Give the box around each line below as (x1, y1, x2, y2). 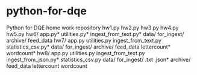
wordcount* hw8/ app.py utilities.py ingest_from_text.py (6, 49, 145, 56)
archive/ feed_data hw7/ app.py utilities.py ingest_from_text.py (6, 37, 161, 44)
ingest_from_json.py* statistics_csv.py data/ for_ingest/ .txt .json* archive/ (6, 56, 191, 63)
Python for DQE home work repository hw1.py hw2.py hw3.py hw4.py (6, 24, 179, 31)
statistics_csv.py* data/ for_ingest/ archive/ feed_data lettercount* (6, 43, 170, 50)
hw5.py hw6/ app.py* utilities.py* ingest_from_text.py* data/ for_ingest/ (6, 30, 184, 37)
